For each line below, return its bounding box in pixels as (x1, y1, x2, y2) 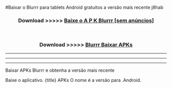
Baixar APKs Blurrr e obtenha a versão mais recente (5, 67, 115, 73)
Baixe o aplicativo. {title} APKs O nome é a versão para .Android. (5, 77, 142, 83)
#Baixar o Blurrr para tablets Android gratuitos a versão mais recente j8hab (5, 5, 164, 10)
